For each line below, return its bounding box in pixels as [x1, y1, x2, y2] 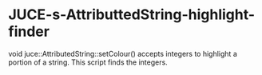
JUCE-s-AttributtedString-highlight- [8, 6, 256, 24]
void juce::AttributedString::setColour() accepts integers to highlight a [8, 49, 237, 58]
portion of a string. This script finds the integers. [8, 57, 168, 67]
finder [8, 22, 50, 41]
